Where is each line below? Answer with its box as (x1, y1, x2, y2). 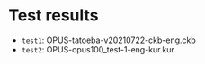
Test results (8, 5, 99, 26)
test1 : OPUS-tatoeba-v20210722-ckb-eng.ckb (21, 35, 197, 45)
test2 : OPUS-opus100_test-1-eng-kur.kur (21, 44, 174, 54)
